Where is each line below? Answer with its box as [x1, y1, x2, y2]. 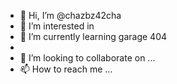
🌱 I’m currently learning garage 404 [19, 31, 168, 42]
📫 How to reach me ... [19, 63, 113, 75]
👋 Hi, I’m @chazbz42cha [19, 10, 122, 21]
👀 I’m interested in [19, 20, 95, 32]
